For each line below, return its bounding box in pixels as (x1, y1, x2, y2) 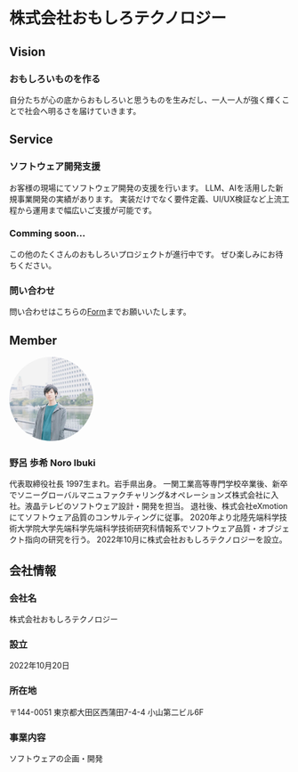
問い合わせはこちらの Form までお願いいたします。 (9, 307, 191, 317)
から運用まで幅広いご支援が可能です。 (16, 204, 157, 215)
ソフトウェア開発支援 (9, 160, 101, 173)
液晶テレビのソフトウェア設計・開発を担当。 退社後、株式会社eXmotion (24, 501, 288, 512)
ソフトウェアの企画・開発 (9, 753, 103, 764)
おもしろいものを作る (9, 72, 101, 85)
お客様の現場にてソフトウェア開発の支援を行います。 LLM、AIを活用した (9, 182, 276, 193)
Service (9, 132, 53, 147)
